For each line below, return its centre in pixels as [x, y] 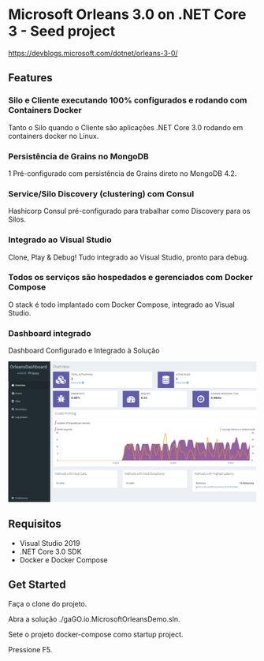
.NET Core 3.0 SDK [50, 551]
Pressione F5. [30, 649]
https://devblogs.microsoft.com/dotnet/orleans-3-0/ [93, 53]
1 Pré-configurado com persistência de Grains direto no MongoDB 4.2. [123, 173]
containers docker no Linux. [54, 136]
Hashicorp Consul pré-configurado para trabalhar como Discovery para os [129, 211]
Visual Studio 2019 [50, 543]
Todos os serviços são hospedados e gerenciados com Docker [131, 278]
